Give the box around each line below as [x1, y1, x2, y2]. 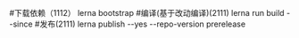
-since [9, 19, 33, 29]
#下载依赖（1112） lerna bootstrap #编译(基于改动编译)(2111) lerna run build [9, 8, 285, 18]
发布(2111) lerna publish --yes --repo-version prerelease [39, 19, 246, 29]
